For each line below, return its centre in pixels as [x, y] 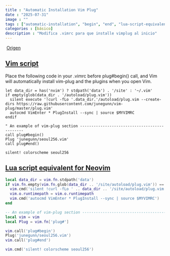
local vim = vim [22, 217]
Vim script [22, 64]
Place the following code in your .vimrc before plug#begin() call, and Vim [81, 76]
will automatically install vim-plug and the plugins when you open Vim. [78, 81]
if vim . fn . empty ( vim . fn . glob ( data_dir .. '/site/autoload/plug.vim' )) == [85, 184]
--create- [151, 99]
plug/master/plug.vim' [29, 108]
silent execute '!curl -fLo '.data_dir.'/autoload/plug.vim [74, 99]
